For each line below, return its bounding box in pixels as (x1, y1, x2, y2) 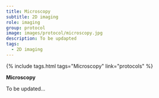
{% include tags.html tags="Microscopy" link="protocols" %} (6, 62, 153, 69)
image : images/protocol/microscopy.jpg (6, 30, 103, 36)
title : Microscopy (6, 8, 51, 15)
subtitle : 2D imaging (6, 14, 59, 20)
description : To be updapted (6, 36, 77, 41)
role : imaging (6, 19, 41, 25)
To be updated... (6, 85, 45, 92)
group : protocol (6, 24, 45, 31)
